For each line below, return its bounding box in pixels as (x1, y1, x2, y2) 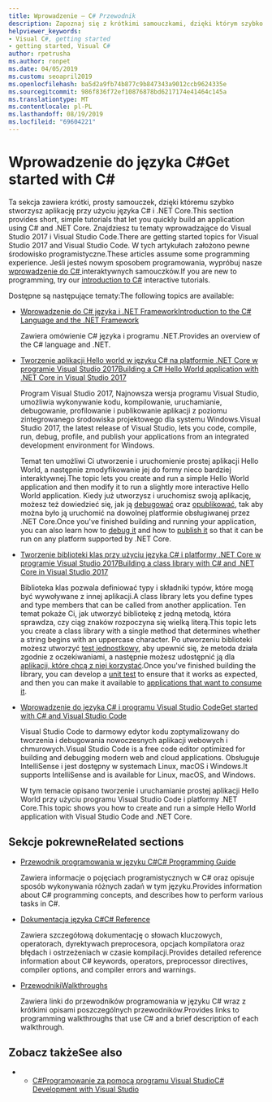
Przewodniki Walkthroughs (19, 980, 108, 990)
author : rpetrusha (8, 50, 71, 58)
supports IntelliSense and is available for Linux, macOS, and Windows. (19, 770, 256, 780)
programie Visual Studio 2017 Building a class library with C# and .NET (19, 558, 255, 568)
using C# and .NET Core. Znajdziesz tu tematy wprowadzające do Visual (8, 223, 252, 233)
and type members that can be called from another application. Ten (19, 600, 246, 610)
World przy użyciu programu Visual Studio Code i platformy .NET (19, 794, 238, 804)
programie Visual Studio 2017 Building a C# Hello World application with (19, 364, 259, 374)
